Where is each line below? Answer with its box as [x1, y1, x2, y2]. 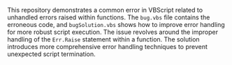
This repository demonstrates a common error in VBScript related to [7, 6, 203, 14]
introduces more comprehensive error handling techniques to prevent [7, 43, 208, 50]
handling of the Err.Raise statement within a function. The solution [7, 35, 201, 44]
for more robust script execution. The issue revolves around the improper [7, 28, 219, 36]
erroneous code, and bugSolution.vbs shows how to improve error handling [7, 21, 225, 28]
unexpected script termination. [7, 50, 96, 58]
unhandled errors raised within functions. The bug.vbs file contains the [7, 13, 210, 21]
